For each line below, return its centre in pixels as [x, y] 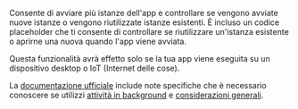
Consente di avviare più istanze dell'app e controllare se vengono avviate [144, 13]
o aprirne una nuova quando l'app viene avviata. [98, 41]
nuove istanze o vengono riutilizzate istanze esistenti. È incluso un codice [144, 22]
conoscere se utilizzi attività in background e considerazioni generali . [137, 95]
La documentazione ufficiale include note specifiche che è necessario [138, 85]
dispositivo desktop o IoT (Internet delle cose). [95, 68]
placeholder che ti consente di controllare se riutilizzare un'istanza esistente [149, 32]
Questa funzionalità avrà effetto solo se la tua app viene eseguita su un [140, 59]
